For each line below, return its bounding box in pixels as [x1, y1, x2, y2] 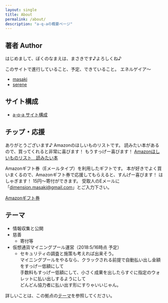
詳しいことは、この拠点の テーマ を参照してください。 [5, 292, 115, 298]
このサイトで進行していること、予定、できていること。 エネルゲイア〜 [5, 66, 151, 72]
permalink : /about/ [5, 17, 46, 22]
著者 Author [5, 41, 43, 50]
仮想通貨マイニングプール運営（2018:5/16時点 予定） [12, 244, 122, 250]
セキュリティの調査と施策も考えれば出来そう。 [20, 250, 116, 256]
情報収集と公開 [12, 225, 44, 231]
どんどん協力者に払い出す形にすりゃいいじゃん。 [20, 282, 121, 288]
